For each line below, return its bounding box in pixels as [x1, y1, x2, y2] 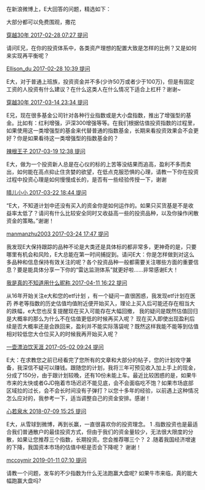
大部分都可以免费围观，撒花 [6, 18, 76, 26]
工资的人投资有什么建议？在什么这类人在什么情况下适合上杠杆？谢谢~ [6, 86, 181, 93]
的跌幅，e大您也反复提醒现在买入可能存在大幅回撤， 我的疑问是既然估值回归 [6, 308, 198, 314]
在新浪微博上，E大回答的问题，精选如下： [6, 6, 112, 12]
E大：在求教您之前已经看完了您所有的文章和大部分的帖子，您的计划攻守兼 [6, 357, 192, 363]
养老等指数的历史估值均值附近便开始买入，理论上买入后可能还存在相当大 [13, 300, 195, 307]
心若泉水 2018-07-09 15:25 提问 [6, 407, 87, 415]
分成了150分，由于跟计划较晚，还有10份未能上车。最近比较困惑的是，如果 [6, 372, 192, 379]
